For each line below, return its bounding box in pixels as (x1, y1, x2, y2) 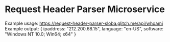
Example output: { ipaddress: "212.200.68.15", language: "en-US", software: (5, 25, 164, 31)
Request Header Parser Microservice (5, 4, 165, 15)
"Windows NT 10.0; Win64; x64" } (5, 31, 76, 37)
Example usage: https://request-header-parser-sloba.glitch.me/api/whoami (5, 20, 163, 26)
